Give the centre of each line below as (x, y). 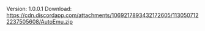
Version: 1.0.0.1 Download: (39, 9)
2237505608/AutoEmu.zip (40, 22)
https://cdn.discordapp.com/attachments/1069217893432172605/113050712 (102, 15)
